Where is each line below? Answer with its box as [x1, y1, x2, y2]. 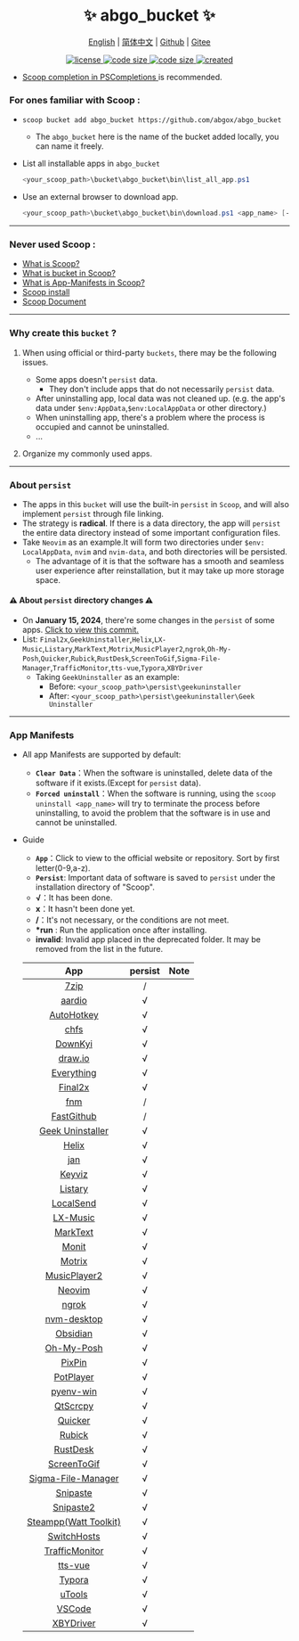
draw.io [58, 1053, 90, 1065]
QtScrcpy [54, 1400, 94, 1413]
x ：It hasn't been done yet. [35, 904, 135, 915]
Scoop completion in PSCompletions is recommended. [21, 71, 222, 82]
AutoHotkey [48, 1009, 100, 1022]
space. [35, 574, 61, 585]
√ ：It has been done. [35, 892, 113, 903]
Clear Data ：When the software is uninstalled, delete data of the [35, 767, 273, 778]
